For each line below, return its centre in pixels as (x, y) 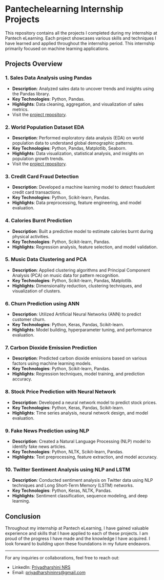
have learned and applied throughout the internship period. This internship (80, 43)
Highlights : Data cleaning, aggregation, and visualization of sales (78, 104)
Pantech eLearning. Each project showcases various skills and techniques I (81, 38)
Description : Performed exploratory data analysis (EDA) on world (78, 137)
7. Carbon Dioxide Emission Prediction (51, 348)
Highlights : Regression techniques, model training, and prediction (78, 374)
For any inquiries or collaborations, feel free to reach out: (62, 558)
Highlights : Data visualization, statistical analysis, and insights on (78, 153)
